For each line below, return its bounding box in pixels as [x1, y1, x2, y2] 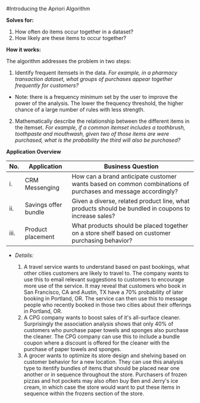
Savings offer [24, 201, 62, 209]
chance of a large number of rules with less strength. [14, 106, 145, 113]
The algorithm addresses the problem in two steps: [6, 58, 132, 64]
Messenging [24, 184, 60, 191]
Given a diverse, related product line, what [71, 197, 190, 205]
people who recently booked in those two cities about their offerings [23, 301, 192, 308]
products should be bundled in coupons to [71, 204, 190, 212]
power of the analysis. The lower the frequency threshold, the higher [14, 100, 183, 107]
